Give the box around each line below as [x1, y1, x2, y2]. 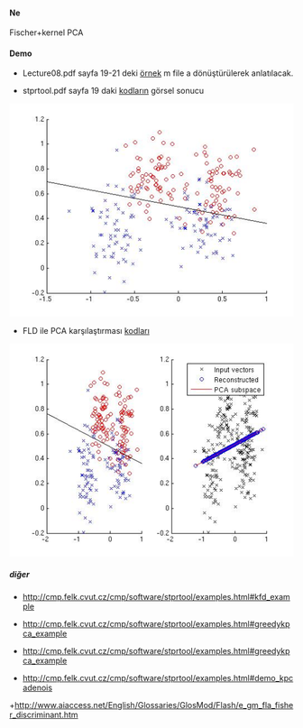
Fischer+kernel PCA [9, 27, 84, 38]
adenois [22, 682, 52, 694]
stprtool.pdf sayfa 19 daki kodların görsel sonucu [22, 86, 205, 97]
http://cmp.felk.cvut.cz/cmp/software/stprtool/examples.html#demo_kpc [22, 673, 294, 684]
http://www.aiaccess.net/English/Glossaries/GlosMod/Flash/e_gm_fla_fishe [14, 700, 294, 711]
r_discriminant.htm [9, 709, 78, 721]
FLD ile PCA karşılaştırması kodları [22, 326, 151, 336]
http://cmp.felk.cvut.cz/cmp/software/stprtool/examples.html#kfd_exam [22, 592, 290, 603]
